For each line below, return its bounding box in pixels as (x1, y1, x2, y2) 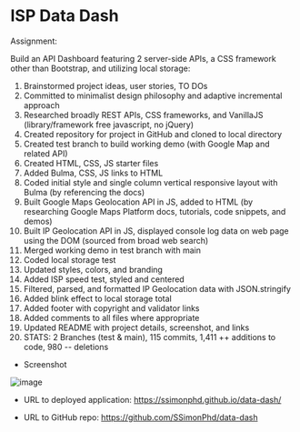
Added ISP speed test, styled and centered (23, 274, 185, 285)
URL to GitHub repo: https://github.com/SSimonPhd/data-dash (23, 411, 258, 423)
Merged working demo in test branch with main (23, 245, 201, 256)
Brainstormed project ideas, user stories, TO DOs (23, 80, 208, 91)
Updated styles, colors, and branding (23, 264, 163, 275)
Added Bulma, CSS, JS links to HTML (23, 167, 164, 178)
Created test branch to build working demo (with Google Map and (23, 138, 271, 149)
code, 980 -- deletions (23, 341, 109, 352)
